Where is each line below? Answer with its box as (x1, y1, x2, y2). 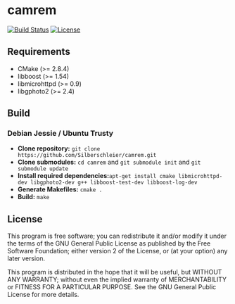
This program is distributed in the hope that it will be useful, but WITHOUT (7, 268, 222, 277)
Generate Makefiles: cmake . (17, 185, 103, 194)
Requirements (7, 46, 70, 58)
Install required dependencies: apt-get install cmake (17, 172, 176, 180)
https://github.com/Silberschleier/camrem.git (17, 152, 157, 159)
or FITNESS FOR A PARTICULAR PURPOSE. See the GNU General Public (7, 283, 217, 291)
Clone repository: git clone (17, 144, 101, 153)
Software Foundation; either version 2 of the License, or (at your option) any (7, 247, 228, 255)
